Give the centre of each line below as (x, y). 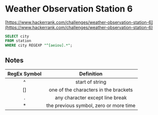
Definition (91, 74)
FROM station (18, 41)
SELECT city (17, 36)
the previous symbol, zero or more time (91, 106)
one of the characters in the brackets (91, 90)
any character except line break (91, 98)
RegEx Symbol (25, 74)
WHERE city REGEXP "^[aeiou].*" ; (39, 45)
